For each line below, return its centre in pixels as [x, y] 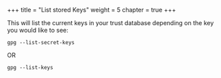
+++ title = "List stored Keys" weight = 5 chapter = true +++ [92, 10]
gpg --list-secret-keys [41, 43]
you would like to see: [38, 30]
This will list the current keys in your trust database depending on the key [110, 23]
